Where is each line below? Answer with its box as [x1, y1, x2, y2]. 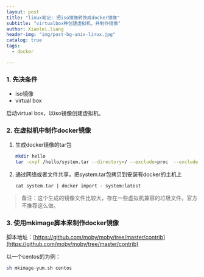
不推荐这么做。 [21, 202, 59, 209]
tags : [6, 43, 20, 49]
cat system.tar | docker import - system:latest [15, 183, 141, 189]
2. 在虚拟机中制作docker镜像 [6, 126, 91, 135]
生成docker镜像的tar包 [15, 141, 72, 149]
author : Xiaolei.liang [6, 26, 64, 32]
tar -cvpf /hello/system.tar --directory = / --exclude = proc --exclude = [15, 159, 201, 165]
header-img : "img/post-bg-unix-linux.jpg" [6, 32, 116, 38]
